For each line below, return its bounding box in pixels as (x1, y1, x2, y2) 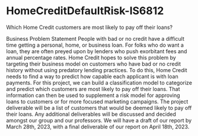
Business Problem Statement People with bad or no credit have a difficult (6, 35, 185, 42)
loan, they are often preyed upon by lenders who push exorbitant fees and (6, 47, 187, 54)
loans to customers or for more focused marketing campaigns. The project (6, 98, 189, 105)
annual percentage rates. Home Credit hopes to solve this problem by (6, 54, 176, 61)
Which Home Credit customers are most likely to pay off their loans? (6, 24, 173, 31)
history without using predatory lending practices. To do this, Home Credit (6, 66, 187, 73)
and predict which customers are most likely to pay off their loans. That (6, 85, 180, 92)
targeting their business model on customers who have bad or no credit (6, 60, 181, 67)
